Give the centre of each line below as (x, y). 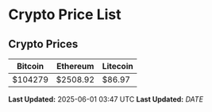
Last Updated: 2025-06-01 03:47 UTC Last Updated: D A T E (106, 99)
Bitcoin (31, 66)
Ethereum (75, 66)
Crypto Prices (43, 44)
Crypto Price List (65, 15)
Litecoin (118, 66)
